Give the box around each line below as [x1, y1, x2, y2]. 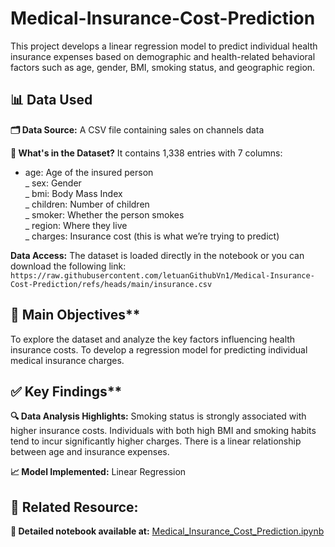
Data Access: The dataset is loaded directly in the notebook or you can [10, 249, 305, 261]
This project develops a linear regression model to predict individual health [10, 40, 318, 52]
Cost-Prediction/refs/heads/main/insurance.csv [10, 279, 213, 289]
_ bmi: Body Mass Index [24, 187, 123, 199]
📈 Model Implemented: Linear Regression [10, 466, 187, 478]
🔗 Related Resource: [10, 498, 139, 516]
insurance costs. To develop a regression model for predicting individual [10, 343, 308, 356]
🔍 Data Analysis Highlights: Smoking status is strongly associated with [10, 410, 307, 422]
